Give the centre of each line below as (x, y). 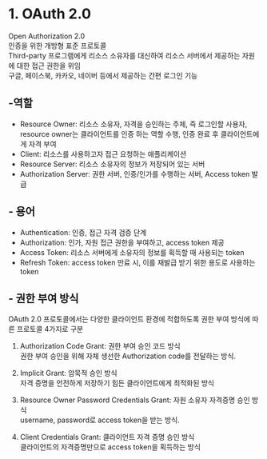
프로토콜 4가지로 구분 (50, 329)
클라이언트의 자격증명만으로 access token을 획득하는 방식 (110, 447)
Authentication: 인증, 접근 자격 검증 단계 (83, 232)
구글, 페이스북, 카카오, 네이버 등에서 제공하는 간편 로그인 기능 (103, 75)
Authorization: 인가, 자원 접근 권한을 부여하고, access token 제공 (122, 242)
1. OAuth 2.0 (50, 14)
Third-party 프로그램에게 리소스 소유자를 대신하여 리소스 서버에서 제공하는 (124, 55)
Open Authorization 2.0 (47, 36)
